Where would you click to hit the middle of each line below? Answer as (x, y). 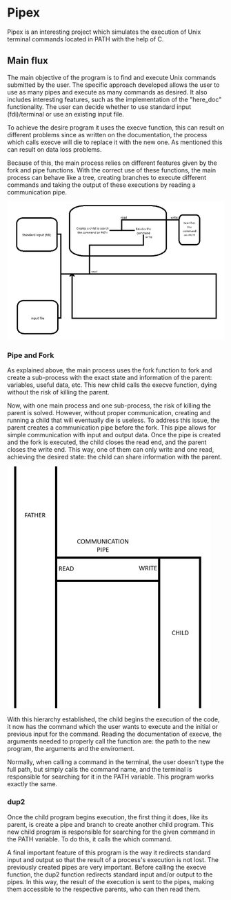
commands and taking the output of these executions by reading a (102, 185)
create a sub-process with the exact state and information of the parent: (110, 378)
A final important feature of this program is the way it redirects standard (109, 852)
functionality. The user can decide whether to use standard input (99, 107)
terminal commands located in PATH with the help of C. (86, 39)
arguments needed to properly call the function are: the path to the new (109, 741)
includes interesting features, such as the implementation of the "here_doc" (114, 99)
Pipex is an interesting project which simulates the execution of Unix (104, 32)
